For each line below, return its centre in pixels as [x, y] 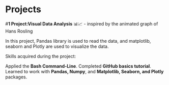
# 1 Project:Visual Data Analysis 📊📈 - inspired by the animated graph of [82, 23]
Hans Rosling [19, 31]
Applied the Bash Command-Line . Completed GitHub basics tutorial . [78, 66]
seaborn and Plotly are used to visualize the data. [57, 46]
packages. [16, 77]
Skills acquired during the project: [41, 56]
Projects [23, 9]
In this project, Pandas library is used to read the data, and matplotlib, [78, 41]
